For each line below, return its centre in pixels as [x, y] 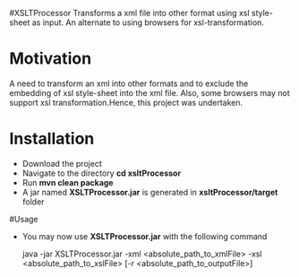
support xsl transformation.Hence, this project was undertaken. [126, 102]
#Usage [24, 219]
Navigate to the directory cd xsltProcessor [102, 173]
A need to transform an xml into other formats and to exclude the [129, 83]
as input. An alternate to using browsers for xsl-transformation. [148, 22]
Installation [52, 139]
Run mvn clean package [68, 182]
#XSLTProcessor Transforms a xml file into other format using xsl [129, 13]
